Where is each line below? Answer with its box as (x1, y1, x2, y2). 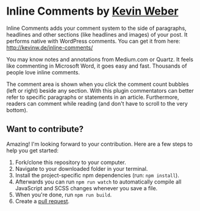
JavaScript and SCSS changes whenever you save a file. (15, 184, 158, 191)
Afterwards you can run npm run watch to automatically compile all (15, 178, 182, 185)
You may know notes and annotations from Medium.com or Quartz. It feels (6, 55, 194, 63)
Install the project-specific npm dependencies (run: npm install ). (15, 171, 180, 179)
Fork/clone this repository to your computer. (15, 159, 126, 166)
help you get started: (6, 146, 59, 154)
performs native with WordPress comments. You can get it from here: (6, 37, 180, 45)
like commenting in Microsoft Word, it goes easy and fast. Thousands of (6, 62, 187, 70)
